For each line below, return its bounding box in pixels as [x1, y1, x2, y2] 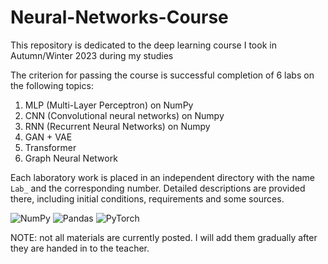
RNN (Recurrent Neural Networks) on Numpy [24, 120, 211, 132]
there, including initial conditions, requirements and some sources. [10, 192, 285, 205]
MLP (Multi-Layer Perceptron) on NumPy [24, 99, 194, 111]
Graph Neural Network [24, 152, 118, 164]
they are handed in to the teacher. [10, 242, 150, 254]
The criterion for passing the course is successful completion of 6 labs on [10, 69, 315, 81]
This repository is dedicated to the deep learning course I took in [10, 39, 277, 51]
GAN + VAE [24, 131, 73, 143]
